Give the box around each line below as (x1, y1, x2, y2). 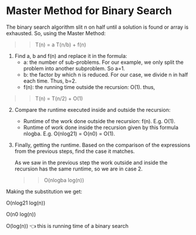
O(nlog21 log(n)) (6, 199, 46, 206)
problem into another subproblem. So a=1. (23, 64, 125, 71)
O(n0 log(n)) (6, 210, 36, 217)
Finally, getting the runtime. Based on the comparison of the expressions (14, 141, 191, 148)
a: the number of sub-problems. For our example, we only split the (23, 59, 184, 66)
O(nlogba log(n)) (43, 176, 85, 183)
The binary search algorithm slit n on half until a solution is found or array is (6, 23, 189, 30)
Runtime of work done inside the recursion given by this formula (23, 124, 179, 131)
